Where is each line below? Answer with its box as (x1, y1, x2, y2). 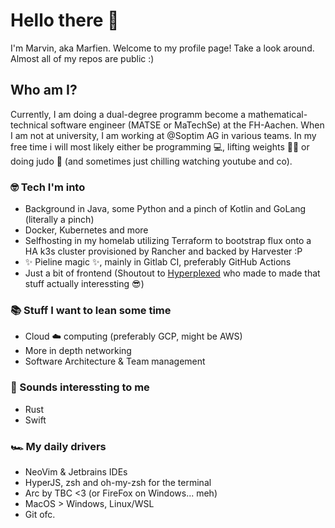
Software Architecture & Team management (24, 355, 206, 368)
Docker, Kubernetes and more (24, 224, 149, 236)
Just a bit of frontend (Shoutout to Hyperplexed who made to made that (24, 267, 321, 279)
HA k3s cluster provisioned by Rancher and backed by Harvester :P (24, 245, 303, 258)
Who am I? (10, 82, 78, 99)
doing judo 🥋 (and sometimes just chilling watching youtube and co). (10, 155, 293, 167)
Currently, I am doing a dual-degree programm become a (10, 108, 247, 120)
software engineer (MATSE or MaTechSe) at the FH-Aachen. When (49, 119, 325, 131)
